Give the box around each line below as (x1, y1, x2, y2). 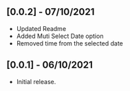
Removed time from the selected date (16, 39, 123, 48)
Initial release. (16, 77, 56, 85)
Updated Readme (16, 24, 67, 32)
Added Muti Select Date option (16, 32, 104, 40)
